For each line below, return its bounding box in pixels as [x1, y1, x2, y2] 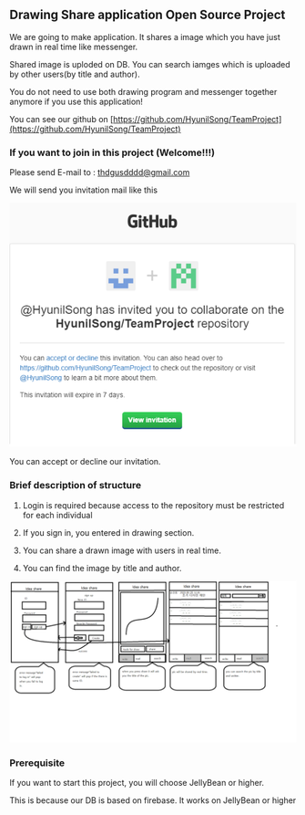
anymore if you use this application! [9, 96, 144, 107]
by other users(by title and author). [9, 68, 140, 79]
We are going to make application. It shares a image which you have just [9, 31, 280, 42]
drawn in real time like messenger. [9, 41, 138, 52]
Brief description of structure [9, 479, 142, 492]
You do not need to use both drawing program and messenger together [9, 86, 278, 97]
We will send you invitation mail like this [9, 184, 158, 195]
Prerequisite [9, 757, 66, 769]
